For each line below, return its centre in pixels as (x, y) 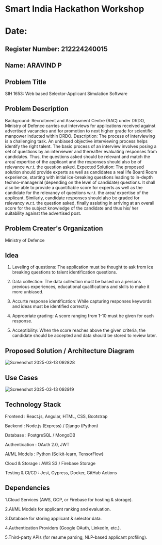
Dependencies (27, 488)
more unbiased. (28, 292)
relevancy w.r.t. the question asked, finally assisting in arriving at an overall (80, 203)
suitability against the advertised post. (43, 213)
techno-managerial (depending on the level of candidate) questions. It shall (80, 182)
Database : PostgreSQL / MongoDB (40, 435)
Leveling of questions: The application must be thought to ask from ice (83, 267)
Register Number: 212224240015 (57, 49)
